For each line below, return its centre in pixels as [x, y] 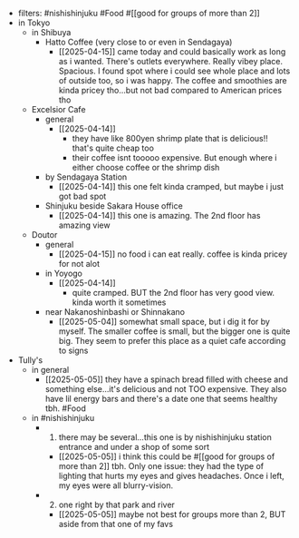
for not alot [79, 264]
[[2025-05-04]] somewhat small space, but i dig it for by [164, 322]
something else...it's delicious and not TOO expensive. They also [166, 389]
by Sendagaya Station [86, 177]
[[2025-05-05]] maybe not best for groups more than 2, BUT [172, 514]
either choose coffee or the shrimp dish [146, 167]
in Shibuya [51, 32]
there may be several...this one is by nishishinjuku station [165, 437]
